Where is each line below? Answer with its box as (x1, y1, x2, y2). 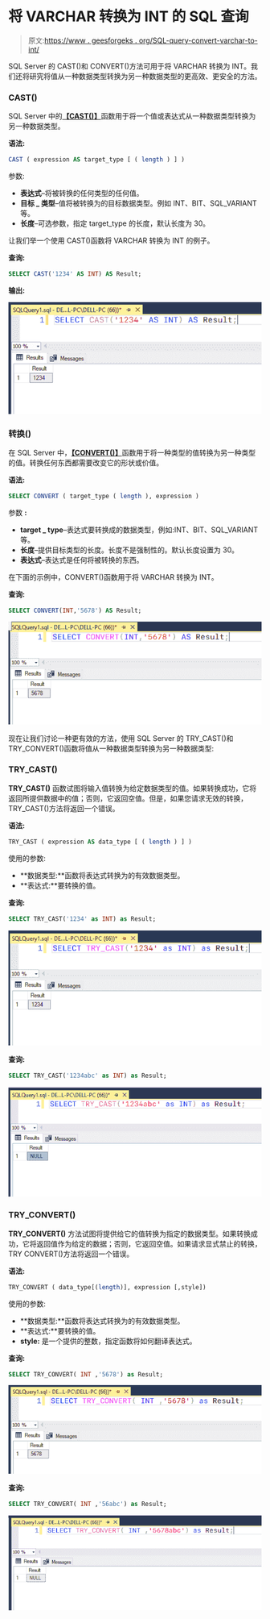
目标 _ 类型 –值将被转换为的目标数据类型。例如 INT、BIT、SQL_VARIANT (19, 198, 257, 208)
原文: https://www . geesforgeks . (27, 35, 137, 45)
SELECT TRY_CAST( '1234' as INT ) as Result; (8, 914, 157, 923)
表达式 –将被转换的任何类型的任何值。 (19, 189, 144, 198)
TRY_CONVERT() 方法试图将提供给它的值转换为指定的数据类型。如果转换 (8, 1229, 252, 1238)
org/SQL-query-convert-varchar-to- (138, 35, 259, 45)
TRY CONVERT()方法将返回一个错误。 (8, 1249, 134, 1259)
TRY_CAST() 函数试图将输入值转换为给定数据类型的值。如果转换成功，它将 (8, 783, 257, 793)
